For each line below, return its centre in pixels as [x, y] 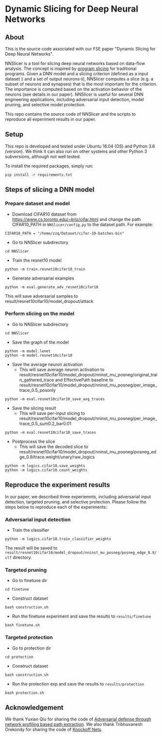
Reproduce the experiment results [58, 485]
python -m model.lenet [28, 351]
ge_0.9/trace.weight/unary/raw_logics [57, 457]
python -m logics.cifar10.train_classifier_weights [58, 539]
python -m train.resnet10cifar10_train [45, 269]
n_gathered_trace [37, 380]
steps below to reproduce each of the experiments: [56, 507]
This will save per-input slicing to [52, 413]
